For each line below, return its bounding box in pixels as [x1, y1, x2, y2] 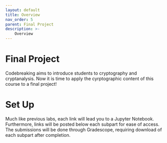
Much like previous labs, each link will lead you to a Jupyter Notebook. [5, 115, 154, 122]
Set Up [5, 99, 35, 110]
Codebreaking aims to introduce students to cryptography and [5, 70, 137, 76]
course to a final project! [5, 81, 57, 87]
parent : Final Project [5, 21, 54, 27]
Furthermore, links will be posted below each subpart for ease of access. [5, 121, 160, 127]
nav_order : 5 [5, 17, 33, 22]
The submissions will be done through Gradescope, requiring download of [5, 126, 162, 133]
